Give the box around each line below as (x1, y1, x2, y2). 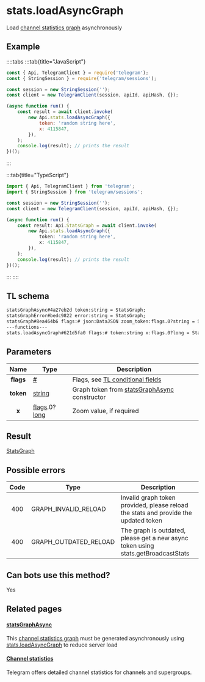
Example (6, 42, 40, 52)
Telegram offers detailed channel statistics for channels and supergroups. (6, 669, 192, 676)
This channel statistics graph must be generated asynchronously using (6, 634, 185, 642)
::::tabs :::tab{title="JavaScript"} (6, 57, 87, 65)
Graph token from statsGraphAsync (72, 385, 174, 394)
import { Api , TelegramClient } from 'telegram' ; (6, 183, 135, 189)
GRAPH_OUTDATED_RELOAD (31, 538, 115, 546)
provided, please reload (120, 501, 189, 510)
